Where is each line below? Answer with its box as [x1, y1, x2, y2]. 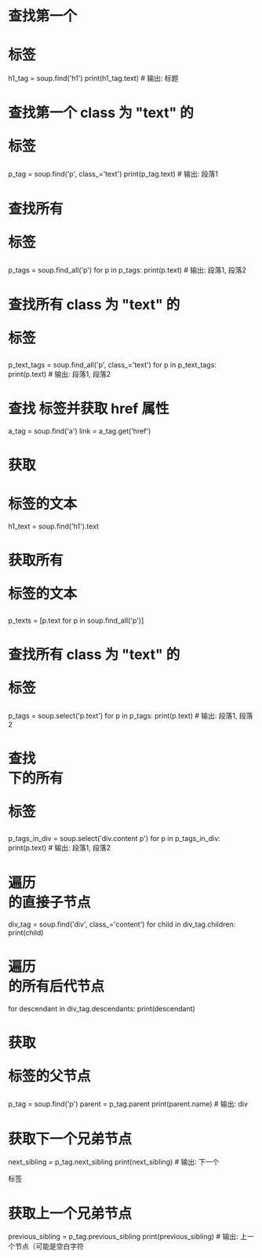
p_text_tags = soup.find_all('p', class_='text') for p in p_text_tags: [8, 360, 217, 369]
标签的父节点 [8, 1067, 92, 1085]
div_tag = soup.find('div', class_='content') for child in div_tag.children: [8, 920, 236, 929]
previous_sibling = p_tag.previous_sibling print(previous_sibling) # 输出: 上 [8, 1232, 247, 1242]
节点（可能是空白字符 [14, 1242, 84, 1251]
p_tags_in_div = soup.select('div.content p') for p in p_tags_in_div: [8, 834, 221, 843]
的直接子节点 [8, 893, 92, 911]
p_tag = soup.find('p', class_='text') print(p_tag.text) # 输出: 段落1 [8, 170, 218, 179]
